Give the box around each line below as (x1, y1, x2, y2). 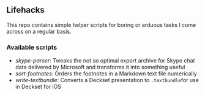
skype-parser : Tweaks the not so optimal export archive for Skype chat (15, 57, 195, 64)
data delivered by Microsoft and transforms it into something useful (15, 64, 185, 71)
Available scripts (6, 43, 58, 51)
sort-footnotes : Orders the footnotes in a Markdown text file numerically (15, 70, 197, 77)
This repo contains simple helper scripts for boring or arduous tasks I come (6, 21, 196, 28)
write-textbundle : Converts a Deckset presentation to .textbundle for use (15, 77, 199, 84)
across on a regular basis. (6, 28, 72, 35)
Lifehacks (6, 5, 45, 15)
